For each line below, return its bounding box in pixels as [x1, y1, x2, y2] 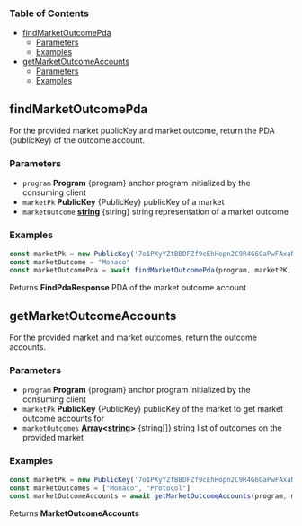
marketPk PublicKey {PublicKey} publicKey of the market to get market [22, 404, 284, 415]
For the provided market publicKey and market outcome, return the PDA [9, 125, 276, 137]
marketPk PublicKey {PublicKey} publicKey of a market [22, 197, 225, 208]
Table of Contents [9, 7, 90, 20]
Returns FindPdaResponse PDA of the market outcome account [9, 282, 247, 293]
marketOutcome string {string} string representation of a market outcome [22, 206, 289, 218]
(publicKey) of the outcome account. [9, 135, 146, 146]
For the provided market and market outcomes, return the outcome [9, 332, 258, 343]
